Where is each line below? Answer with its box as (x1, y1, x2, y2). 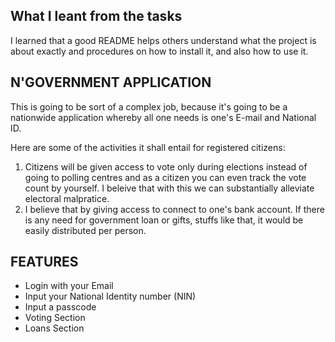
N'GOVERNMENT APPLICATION (10, 74, 212, 91)
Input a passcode (24, 301, 97, 313)
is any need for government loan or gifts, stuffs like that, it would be (24, 214, 304, 226)
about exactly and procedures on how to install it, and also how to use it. (10, 45, 309, 57)
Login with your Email (24, 280, 114, 292)
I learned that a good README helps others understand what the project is (10, 34, 317, 46)
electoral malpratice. (24, 192, 110, 204)
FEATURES (10, 254, 79, 271)
